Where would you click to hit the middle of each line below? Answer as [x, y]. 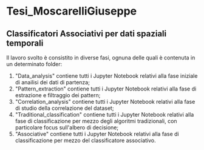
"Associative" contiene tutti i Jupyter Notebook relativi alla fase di [97, 134]
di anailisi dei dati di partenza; [52, 82]
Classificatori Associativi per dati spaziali [87, 34]
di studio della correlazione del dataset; [64, 108]
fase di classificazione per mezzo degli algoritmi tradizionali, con [96, 121]
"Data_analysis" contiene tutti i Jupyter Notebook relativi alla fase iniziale [106, 76]
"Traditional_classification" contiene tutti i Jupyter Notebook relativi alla [104, 114]
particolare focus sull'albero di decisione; [67, 128]
